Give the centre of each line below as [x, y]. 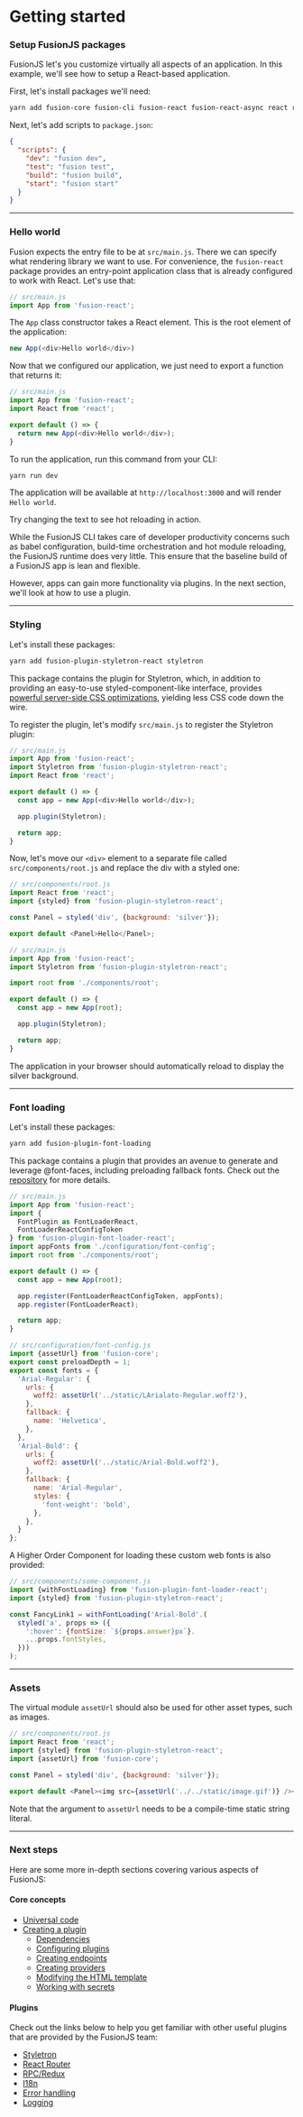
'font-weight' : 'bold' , [86, 1504]
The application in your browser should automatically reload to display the [147, 1066]
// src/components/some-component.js [80, 1581]
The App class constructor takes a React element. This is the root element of [150, 323]
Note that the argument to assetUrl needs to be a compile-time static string [150, 1809]
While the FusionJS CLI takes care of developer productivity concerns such [150, 537]
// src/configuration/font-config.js [80, 1345]
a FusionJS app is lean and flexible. [75, 566]
